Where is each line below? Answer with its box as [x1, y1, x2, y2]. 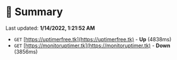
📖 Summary [5, 5, 63, 19]
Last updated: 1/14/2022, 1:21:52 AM [5, 24, 95, 31]
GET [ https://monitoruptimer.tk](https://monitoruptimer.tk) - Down [13, 42, 171, 49]
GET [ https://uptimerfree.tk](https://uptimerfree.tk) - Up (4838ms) [13, 36, 172, 43]
